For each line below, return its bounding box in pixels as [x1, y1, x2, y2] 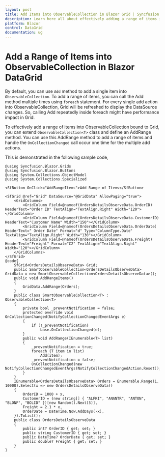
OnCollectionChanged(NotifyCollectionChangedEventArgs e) [5, 314, 126, 319]
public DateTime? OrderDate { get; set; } [23, 434, 111, 440]
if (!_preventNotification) [31, 323, 89, 328]
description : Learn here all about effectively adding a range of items [5, 16, 157, 21]
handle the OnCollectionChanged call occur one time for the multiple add [5, 140, 150, 145]
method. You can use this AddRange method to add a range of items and [5, 134, 152, 140]
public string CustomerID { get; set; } [23, 430, 107, 435]
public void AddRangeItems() [14, 276, 74, 281]
